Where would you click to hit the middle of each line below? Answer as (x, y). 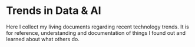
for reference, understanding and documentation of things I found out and (96, 32)
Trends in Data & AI (54, 11)
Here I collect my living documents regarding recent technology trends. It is (98, 27)
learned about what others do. (43, 39)
